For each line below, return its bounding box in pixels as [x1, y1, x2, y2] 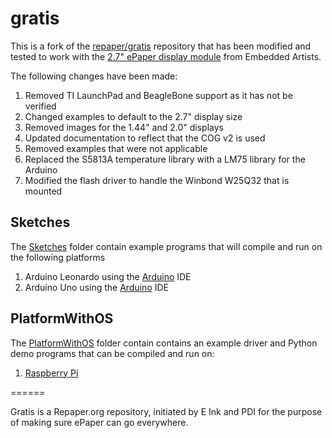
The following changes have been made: [10, 70, 178, 82]
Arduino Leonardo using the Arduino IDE [24, 270, 192, 282]
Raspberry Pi [24, 367, 79, 379]
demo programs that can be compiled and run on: [10, 347, 215, 359]
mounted [24, 185, 63, 197]
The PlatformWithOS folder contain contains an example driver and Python [10, 337, 318, 349]
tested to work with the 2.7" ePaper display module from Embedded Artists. [10, 50, 322, 62]
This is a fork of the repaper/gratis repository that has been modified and [10, 40, 312, 52]
